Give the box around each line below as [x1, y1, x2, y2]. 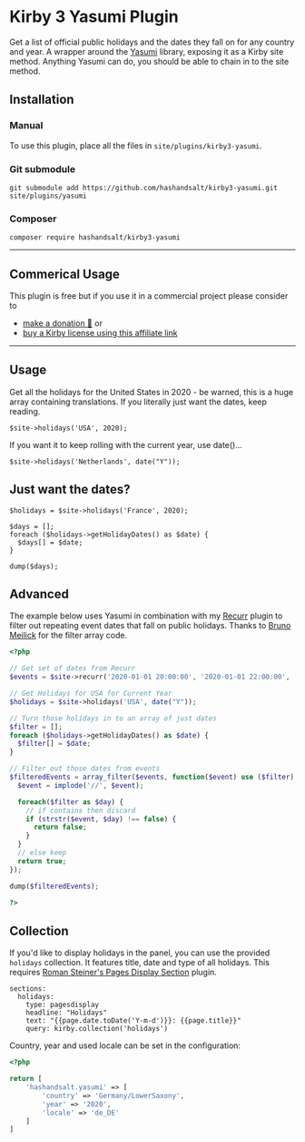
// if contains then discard [25, 806, 136, 815]
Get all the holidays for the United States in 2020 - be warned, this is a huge [9, 386, 294, 397]
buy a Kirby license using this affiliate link [22, 328, 178, 339]
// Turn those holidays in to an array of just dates [9, 713, 218, 723]
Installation [9, 92, 74, 107]
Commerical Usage [9, 266, 121, 281]
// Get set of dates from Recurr [9, 664, 136, 673]
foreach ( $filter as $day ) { [17, 797, 124, 807]
